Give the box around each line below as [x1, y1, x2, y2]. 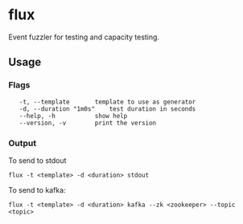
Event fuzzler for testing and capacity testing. [8, 32, 159, 42]
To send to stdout [8, 155, 67, 165]
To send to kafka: [8, 185, 66, 194]
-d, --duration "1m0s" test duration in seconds [19, 104, 196, 113]
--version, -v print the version [19, 119, 157, 127]
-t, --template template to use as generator [19, 98, 196, 106]
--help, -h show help [19, 112, 128, 120]
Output [8, 137, 37, 149]
